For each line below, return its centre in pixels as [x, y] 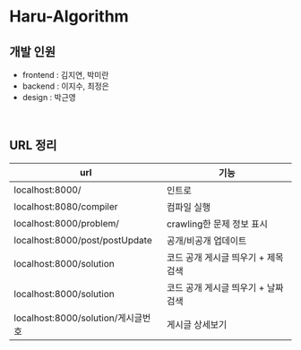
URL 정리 [33, 145]
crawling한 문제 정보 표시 [217, 224]
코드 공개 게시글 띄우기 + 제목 [225, 257]
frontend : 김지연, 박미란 [65, 75]
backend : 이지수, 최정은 [65, 86]
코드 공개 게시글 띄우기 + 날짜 [225, 287]
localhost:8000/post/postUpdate [83, 240]
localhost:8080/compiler [66, 206]
